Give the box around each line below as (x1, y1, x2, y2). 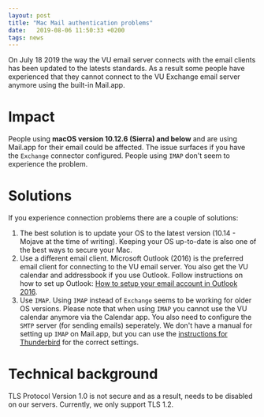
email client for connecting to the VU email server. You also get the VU (19, 262, 248, 272)
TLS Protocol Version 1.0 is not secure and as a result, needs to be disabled (8, 392, 254, 401)
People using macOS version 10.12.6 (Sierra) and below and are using (8, 134, 238, 144)
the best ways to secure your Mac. (19, 246, 132, 255)
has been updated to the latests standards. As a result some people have (8, 64, 246, 73)
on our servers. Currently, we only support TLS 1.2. (8, 400, 174, 409)
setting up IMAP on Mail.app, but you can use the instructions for (19, 329, 229, 339)
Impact (8, 108, 55, 126)
